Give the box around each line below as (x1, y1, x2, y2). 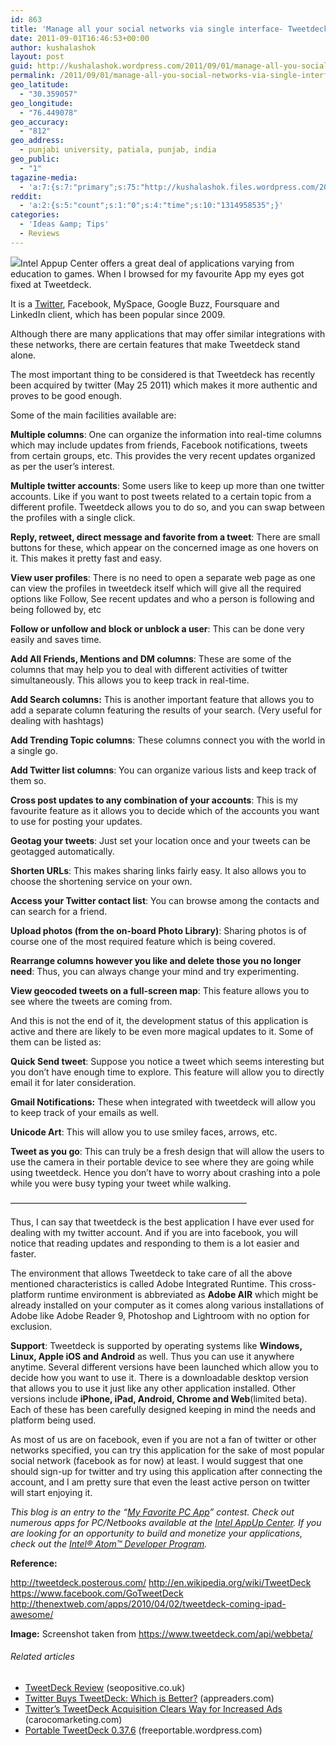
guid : (10, 61, 33, 71)
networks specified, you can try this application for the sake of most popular (10, 1444, 325, 1456)
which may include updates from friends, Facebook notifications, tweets (10, 439, 308, 451)
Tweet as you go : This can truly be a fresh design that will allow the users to (10, 1145, 325, 1157)
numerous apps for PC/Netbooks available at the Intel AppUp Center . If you (10, 1516, 322, 1528)
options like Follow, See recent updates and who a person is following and (10, 592, 315, 605)
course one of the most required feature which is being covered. (10, 935, 276, 947)
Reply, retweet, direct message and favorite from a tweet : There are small (10, 531, 321, 543)
